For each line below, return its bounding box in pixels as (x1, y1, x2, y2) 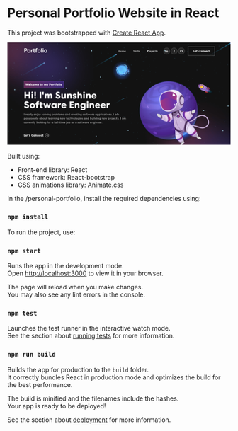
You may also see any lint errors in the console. (7, 290, 145, 299)
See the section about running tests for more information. (7, 331, 175, 340)
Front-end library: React (17, 165, 88, 174)
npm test (7, 309, 38, 318)
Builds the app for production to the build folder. (7, 365, 149, 374)
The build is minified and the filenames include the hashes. (7, 394, 179, 403)
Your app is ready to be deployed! (7, 401, 106, 410)
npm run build (7, 350, 56, 359)
